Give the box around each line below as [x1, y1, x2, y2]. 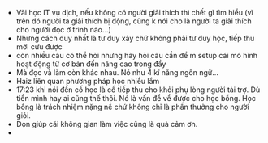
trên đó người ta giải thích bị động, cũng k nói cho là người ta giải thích [15, 16, 252, 26]
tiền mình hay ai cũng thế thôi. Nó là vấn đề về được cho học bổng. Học [15, 94, 257, 103]
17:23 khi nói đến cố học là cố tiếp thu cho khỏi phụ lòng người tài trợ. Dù [15, 85, 261, 95]
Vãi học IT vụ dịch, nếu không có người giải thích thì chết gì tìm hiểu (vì [15, 8, 253, 17]
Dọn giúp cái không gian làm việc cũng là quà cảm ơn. [15, 120, 198, 128]
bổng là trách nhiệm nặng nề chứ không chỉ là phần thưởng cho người [15, 102, 249, 111]
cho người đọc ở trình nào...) [15, 25, 111, 34]
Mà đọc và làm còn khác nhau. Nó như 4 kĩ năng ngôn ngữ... [15, 68, 219, 77]
